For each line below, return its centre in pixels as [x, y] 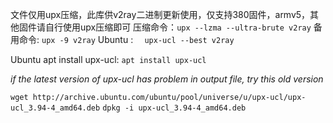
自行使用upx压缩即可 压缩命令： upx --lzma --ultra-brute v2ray [178, 27]
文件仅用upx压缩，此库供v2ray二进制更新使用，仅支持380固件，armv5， [160, 14]
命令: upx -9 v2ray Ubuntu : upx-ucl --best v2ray [126, 39]
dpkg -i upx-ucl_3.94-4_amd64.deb [174, 108]
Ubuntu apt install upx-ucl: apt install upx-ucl [108, 59]
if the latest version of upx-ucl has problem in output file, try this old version [167, 79]
